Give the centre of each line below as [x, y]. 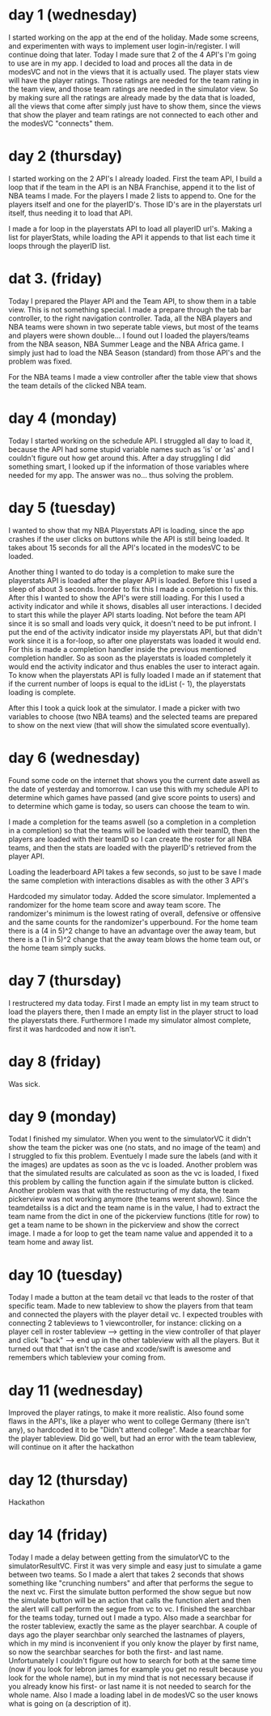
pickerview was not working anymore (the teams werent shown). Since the [133, 1199]
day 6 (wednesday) [74, 758]
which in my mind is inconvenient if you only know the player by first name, [133, 1644]
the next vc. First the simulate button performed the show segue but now [130, 1592]
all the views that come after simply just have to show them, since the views [135, 106]
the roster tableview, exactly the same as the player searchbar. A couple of [133, 1626]
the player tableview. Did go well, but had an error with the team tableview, [133, 1438]
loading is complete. [42, 692]
